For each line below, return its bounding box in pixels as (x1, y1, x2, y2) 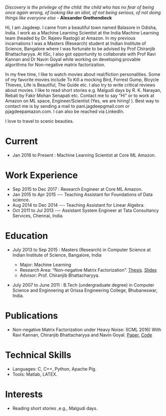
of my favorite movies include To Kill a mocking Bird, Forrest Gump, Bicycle (5, 77, 159, 82)
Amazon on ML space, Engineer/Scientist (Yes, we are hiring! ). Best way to (5, 98, 160, 104)
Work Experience (5, 170, 78, 181)
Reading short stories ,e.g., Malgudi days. (12, 405, 98, 411)
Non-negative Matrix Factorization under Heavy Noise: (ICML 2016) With (12, 327, 162, 333)
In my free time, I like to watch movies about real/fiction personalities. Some (5, 71, 161, 77)
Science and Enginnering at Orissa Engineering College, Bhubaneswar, (12, 287, 158, 293)
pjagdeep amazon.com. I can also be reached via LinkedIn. (5, 108, 125, 114)
